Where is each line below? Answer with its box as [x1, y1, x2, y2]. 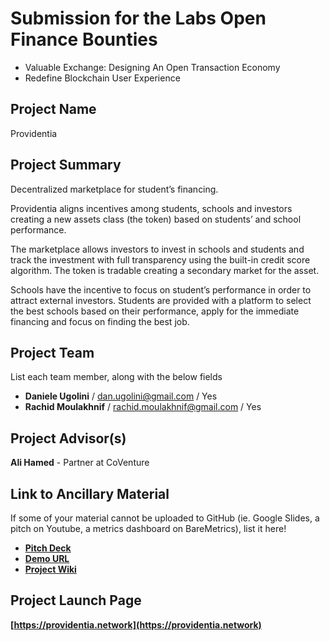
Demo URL [24, 553, 70, 564]
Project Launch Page [10, 592, 142, 609]
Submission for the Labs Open [10, 7, 267, 30]
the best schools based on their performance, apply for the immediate [10, 305, 300, 317]
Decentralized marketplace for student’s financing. [10, 183, 219, 195]
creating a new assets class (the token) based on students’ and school [10, 213, 302, 225]
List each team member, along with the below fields [10, 371, 223, 383]
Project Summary [10, 157, 122, 174]
